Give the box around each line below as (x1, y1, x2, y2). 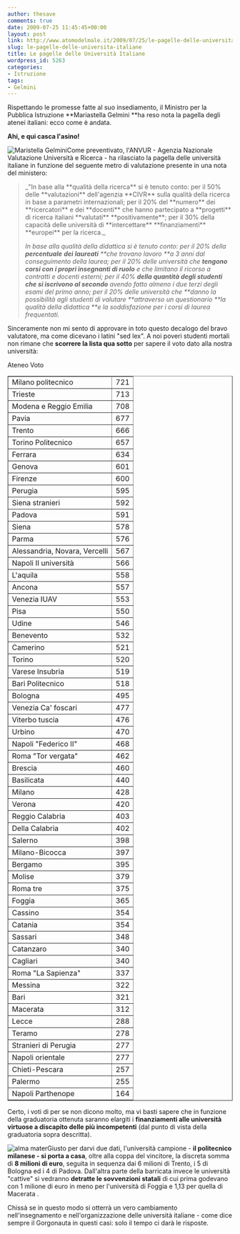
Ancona (11, 582, 38, 592)
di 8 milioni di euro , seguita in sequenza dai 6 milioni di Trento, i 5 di (7, 1159, 209, 1168)
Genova (11, 462, 38, 472)
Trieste (11, 389, 36, 399)
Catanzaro (11, 944, 47, 954)
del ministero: (7, 169, 48, 177)
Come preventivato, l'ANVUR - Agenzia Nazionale (66, 146, 213, 154)
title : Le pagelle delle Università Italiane (7, 51, 145, 58)
